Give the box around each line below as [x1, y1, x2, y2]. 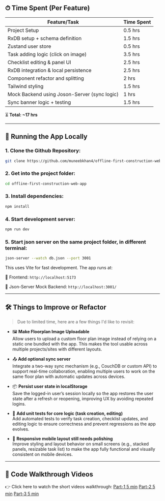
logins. [12, 401, 26, 407]
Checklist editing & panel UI [7, 59, 71, 65]
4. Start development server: [5, 216, 76, 222]
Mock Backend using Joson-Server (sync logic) [7, 91, 119, 97]
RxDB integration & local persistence [7, 66, 92, 73]
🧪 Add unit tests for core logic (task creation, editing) [12, 410, 123, 416]
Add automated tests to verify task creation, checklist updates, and [12, 415, 148, 421]
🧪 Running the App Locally [5, 132, 87, 141]
